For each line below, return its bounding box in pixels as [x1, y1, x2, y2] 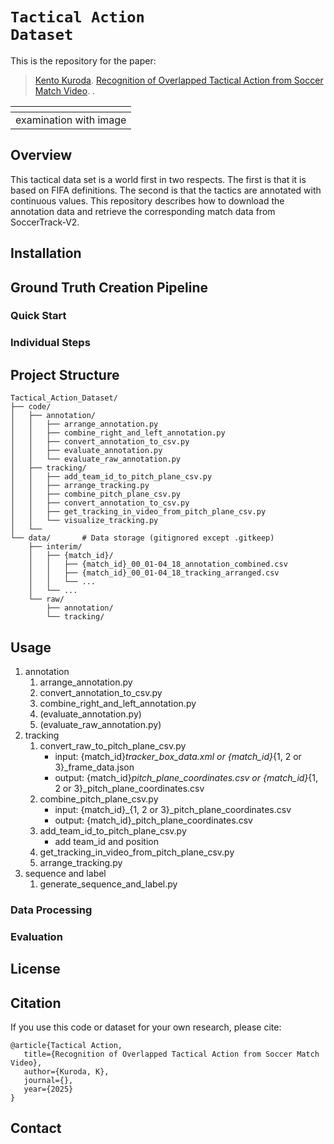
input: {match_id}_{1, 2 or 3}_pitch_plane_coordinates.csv [54, 804, 292, 815]
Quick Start [10, 309, 67, 323]
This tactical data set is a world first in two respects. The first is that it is [10, 173, 307, 185]
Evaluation [10, 929, 63, 943]
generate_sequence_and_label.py [39, 878, 178, 890]
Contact [10, 1120, 62, 1137]
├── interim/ [28, 542, 83, 552]
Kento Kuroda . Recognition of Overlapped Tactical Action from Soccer [34, 74, 324, 86]
